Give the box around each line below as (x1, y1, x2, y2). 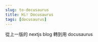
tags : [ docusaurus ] (5, 17, 47, 22)
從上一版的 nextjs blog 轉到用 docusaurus (5, 31, 93, 37)
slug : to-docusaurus (5, 7, 50, 13)
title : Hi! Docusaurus (5, 12, 54, 17)
